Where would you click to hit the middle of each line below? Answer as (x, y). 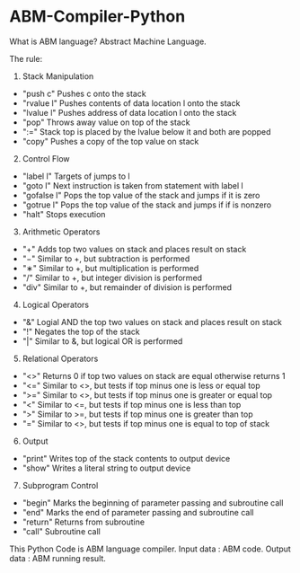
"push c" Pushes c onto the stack (84, 93)
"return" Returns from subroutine (84, 522)
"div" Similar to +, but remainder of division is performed (127, 287)
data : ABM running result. (57, 558)
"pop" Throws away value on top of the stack (106, 122)
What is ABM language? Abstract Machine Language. (108, 41)
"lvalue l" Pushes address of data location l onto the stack (129, 112)
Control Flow (46, 158)
